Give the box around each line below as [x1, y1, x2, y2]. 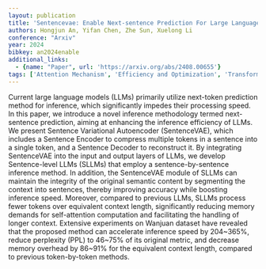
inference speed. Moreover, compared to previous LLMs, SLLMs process [8, 193, 246, 203]
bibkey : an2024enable [8, 48, 80, 56]
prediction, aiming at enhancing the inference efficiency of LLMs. [40, 117, 253, 127]
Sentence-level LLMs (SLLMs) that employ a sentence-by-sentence [8, 159, 230, 169]
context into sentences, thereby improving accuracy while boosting [8, 184, 228, 194]
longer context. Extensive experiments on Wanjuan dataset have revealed [8, 218, 248, 228]
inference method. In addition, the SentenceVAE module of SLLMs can [8, 168, 237, 177]
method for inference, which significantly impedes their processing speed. [8, 100, 251, 110]
